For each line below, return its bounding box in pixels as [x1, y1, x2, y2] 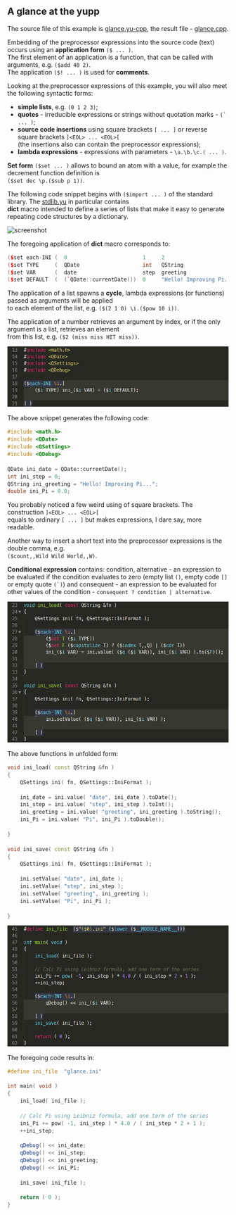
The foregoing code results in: [7, 1053, 95, 1062]
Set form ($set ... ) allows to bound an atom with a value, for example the [7, 161, 228, 170]
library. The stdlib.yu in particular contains [7, 197, 130, 206]
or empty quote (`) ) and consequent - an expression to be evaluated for [7, 580, 217, 588]
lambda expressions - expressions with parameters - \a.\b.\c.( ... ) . [17, 147, 227, 156]
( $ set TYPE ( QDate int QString [7, 261, 184, 268]
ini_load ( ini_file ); [20, 1097, 86, 1104]
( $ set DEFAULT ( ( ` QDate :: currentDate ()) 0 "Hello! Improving [7, 276, 216, 284]
